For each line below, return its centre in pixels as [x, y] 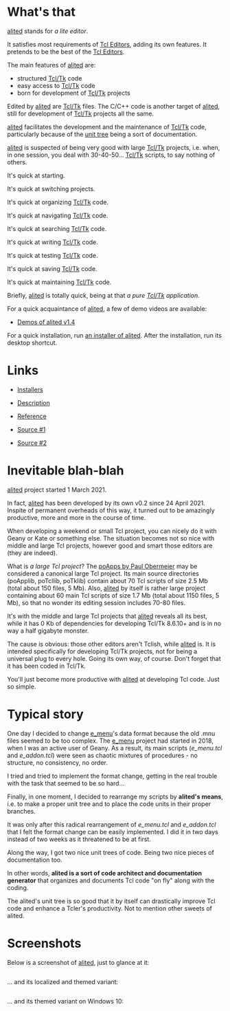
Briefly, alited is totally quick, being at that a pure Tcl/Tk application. [104, 295]
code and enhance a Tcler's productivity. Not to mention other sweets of [110, 908]
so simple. [22, 686]
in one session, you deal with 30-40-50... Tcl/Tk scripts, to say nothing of [111, 155]
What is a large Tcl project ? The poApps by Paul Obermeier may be [102, 566]
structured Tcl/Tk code [49, 78]
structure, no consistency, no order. [58, 762]
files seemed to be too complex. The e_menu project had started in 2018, [111, 741]
